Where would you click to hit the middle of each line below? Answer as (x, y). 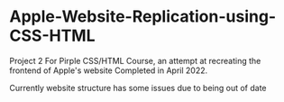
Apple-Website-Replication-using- (143, 17)
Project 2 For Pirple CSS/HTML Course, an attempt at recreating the (135, 60)
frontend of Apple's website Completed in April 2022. (109, 70)
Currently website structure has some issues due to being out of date (138, 88)
